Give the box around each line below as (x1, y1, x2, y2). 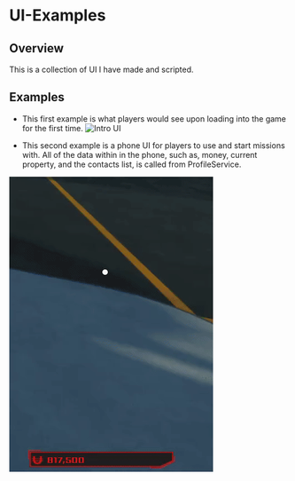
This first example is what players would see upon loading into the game (21, 113, 286, 124)
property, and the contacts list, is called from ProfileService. (21, 159, 242, 170)
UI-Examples (9, 5, 106, 26)
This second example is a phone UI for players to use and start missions (21, 139, 285, 151)
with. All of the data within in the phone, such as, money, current (21, 149, 258, 160)
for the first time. (21, 122, 84, 133)
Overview (9, 41, 65, 56)
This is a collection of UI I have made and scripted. (9, 64, 194, 75)
